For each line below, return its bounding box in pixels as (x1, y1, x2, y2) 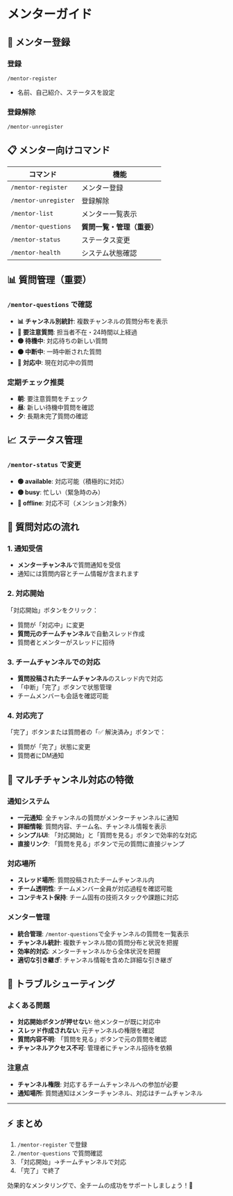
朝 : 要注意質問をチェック (17, 394, 88, 402)
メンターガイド (7, 6, 93, 22)
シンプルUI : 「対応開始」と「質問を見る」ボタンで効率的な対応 (17, 831, 198, 839)
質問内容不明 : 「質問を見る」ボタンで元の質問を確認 (17, 1035, 167, 1044)
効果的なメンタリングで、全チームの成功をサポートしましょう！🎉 (7, 1181, 193, 1190)
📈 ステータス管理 (7, 434, 83, 446)
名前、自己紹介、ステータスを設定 (17, 88, 115, 96)
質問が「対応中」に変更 (17, 620, 85, 629)
